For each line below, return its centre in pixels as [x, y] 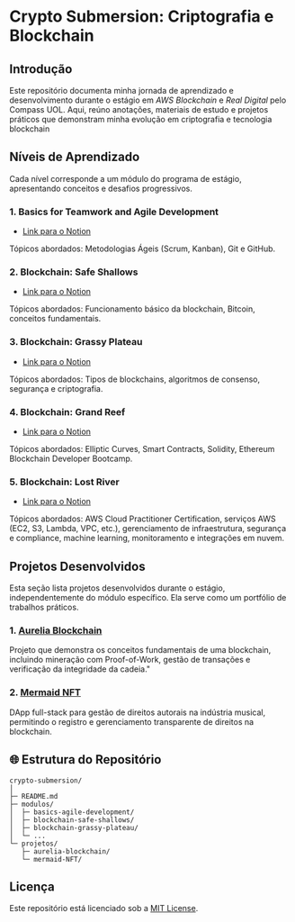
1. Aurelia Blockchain [56, 630]
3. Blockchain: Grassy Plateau [76, 342]
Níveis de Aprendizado [75, 157]
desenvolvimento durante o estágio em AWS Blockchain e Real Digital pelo [148, 100]
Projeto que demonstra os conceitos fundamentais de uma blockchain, [140, 650]
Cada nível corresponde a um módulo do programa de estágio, [125, 178]
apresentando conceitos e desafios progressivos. [101, 188]
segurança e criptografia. [56, 388]
